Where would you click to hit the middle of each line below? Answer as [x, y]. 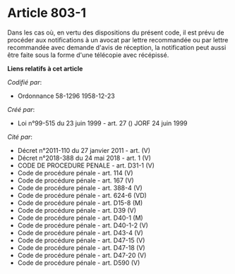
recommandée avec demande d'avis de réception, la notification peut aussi [117, 47]
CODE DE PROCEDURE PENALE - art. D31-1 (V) [86, 165]
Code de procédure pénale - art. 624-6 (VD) [82, 195]
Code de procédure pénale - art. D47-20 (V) [82, 255]
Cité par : [20, 137]
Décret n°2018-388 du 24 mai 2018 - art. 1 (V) [84, 158]
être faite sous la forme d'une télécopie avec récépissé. [88, 55]
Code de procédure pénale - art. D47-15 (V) [81, 240]
